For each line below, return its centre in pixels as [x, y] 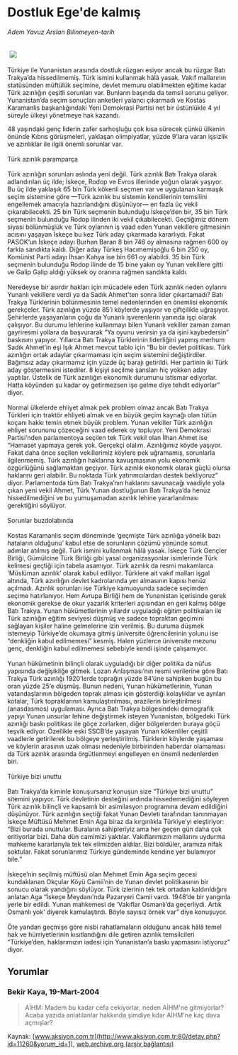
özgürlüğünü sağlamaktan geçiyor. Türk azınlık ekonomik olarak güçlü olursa [119, 468]
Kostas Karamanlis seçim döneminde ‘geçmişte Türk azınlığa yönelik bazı [114, 535]
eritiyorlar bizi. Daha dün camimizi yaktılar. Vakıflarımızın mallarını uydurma [116, 836]
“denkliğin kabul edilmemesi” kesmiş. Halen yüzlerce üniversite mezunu [112, 641]
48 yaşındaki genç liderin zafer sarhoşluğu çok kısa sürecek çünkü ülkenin [116, 129]
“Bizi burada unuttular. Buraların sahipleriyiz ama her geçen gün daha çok [114, 829]
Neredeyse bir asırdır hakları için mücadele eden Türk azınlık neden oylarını [117, 287]
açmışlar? [39, 1022]
